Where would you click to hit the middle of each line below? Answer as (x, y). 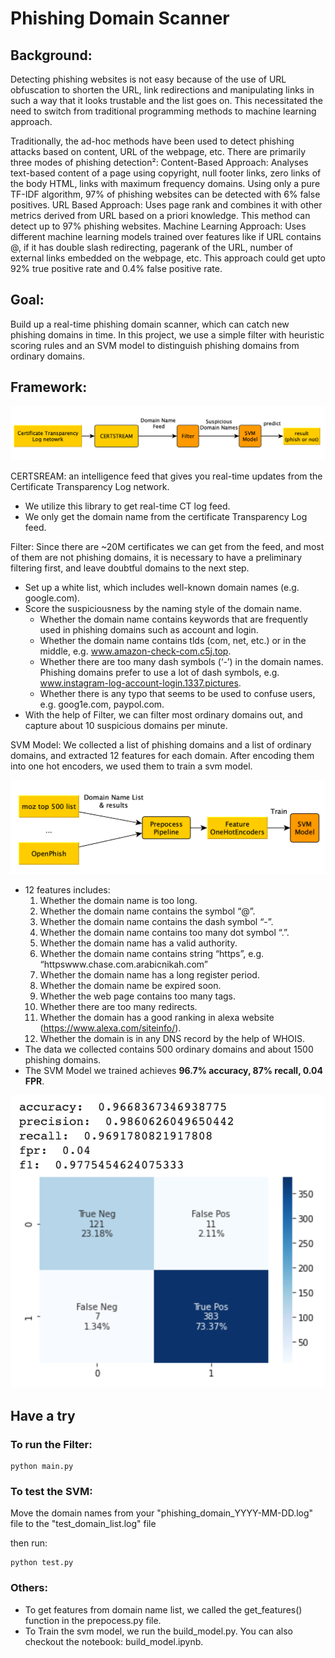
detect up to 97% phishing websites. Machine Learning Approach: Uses (158, 226)
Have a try (43, 1415)
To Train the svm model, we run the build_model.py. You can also (158, 1631)
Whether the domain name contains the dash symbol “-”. (156, 921)
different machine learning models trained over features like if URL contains (166, 236)
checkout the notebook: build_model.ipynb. (114, 1641)
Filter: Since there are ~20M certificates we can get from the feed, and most (167, 546)
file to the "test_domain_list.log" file (83, 1524)
